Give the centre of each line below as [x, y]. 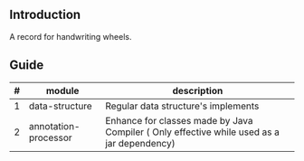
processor [50, 137]
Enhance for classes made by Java [179, 120]
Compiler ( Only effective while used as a [193, 132]
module [62, 90]
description [198, 90]
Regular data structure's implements [182, 106]
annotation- [54, 126]
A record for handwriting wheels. [71, 36]
